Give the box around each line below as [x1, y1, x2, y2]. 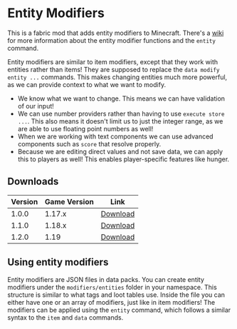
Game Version [45, 196, 94, 206]
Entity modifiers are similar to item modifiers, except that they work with [7, 57, 218, 66]
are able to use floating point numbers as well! [17, 124, 154, 133]
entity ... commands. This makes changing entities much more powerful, [7, 73, 228, 81]
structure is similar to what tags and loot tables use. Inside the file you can [7, 290, 226, 299]
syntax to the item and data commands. [7, 313, 124, 322]
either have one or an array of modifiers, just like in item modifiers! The [7, 298, 216, 306]
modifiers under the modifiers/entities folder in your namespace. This [7, 283, 217, 291]
